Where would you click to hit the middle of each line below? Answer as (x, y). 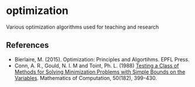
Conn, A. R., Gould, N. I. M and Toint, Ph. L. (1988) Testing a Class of (97, 65)
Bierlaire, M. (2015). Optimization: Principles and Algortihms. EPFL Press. (102, 59)
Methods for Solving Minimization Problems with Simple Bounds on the (100, 72)
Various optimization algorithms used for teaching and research (83, 27)
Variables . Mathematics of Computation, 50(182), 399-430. (86, 78)
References (27, 45)
